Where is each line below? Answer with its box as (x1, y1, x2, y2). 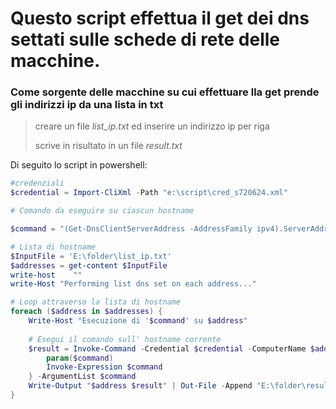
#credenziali (10, 178, 65, 189)
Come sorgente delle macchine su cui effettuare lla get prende (10, 85, 320, 99)
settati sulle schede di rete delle (10, 28, 281, 51)
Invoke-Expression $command (46, 362, 163, 372)
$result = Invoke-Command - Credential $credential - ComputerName (28, 343, 307, 354)
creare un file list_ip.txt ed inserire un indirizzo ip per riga (34, 120, 270, 132)
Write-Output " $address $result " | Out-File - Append (28, 381, 253, 391)
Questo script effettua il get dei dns (10, 7, 310, 30)
